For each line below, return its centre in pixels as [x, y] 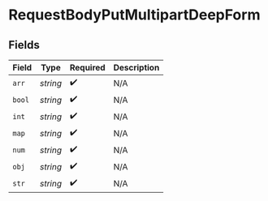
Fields [24, 45]
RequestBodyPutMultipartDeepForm [134, 15]
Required [87, 68]
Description [136, 68]
